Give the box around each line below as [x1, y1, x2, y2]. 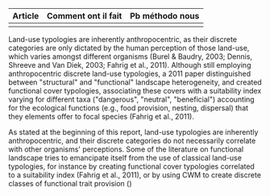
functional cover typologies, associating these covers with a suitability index [8, 86, 262, 95]
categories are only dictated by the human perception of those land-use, [8, 44, 250, 52]
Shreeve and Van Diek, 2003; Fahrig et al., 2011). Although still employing [8, 60, 251, 69]
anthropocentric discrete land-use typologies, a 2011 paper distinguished [8, 69, 251, 78]
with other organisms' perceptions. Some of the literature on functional [8, 144, 244, 154]
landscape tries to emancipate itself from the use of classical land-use [8, 153, 242, 162]
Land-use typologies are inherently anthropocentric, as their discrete [8, 35, 238, 44]
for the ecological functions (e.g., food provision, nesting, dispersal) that [8, 103, 248, 112]
